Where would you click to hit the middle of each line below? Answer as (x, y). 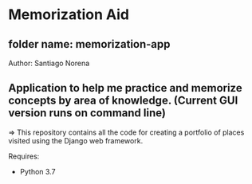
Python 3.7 (37, 171)
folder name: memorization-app (89, 44)
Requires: (24, 156)
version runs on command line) (87, 113)
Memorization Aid (69, 15)
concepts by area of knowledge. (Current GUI (123, 101)
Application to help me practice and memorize (125, 88)
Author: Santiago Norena (49, 63)
